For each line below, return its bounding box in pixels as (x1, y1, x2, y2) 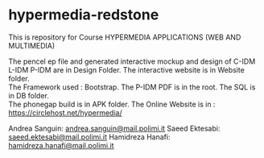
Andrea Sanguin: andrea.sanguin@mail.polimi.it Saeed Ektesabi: (8, 123, 221, 133)
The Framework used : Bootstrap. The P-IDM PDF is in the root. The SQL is (8, 82, 256, 92)
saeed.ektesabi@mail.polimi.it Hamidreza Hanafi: (8, 131, 171, 142)
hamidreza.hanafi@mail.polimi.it (8, 140, 114, 150)
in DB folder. (8, 90, 50, 100)
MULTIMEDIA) (8, 40, 56, 50)
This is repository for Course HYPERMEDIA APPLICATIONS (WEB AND (8, 32, 241, 42)
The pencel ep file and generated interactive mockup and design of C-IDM (8, 56, 256, 66)
